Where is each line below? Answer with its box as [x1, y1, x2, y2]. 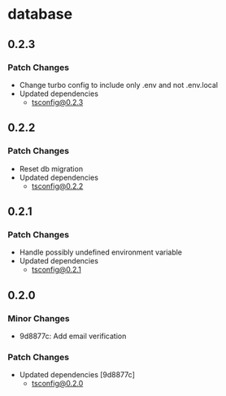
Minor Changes [7, 312, 70, 324]
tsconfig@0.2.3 [31, 97, 84, 107]
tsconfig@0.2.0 [31, 379, 84, 389]
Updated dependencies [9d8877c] [19, 370, 135, 380]
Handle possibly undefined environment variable [19, 247, 183, 257]
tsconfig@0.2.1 [31, 265, 82, 275]
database [7, 5, 73, 24]
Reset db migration [19, 163, 83, 173]
